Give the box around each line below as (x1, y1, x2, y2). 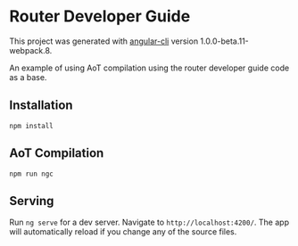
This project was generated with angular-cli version (9, 36, 199, 46)
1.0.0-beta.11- (200, 36, 250, 46)
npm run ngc (9, 169, 54, 178)
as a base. (9, 71, 47, 82)
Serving (9, 193, 54, 209)
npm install (9, 121, 54, 130)
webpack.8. (9, 45, 53, 55)
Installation (9, 98, 73, 113)
